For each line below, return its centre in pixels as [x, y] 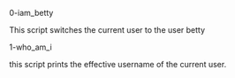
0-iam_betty [31, 13]
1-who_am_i [31, 47]
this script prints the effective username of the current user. [118, 64]
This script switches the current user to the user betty [107, 30]
